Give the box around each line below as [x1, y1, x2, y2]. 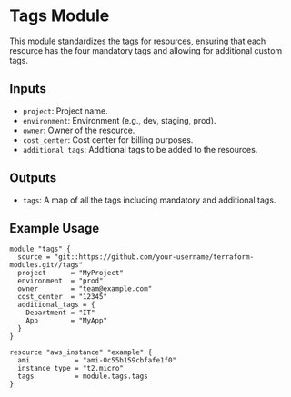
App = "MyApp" [25, 316, 107, 325]
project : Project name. [22, 105, 108, 116]
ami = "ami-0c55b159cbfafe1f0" [17, 356, 177, 365]
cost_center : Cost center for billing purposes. [22, 134, 194, 145]
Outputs [9, 170, 57, 186]
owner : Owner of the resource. [22, 124, 135, 135]
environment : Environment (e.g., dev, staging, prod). [22, 114, 216, 125]
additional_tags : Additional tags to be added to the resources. [22, 144, 258, 154]
